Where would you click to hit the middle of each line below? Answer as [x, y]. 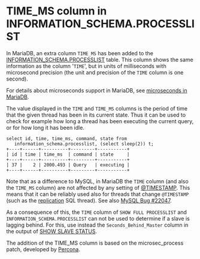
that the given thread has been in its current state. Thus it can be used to [96, 115]
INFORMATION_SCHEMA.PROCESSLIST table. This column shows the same [100, 59]
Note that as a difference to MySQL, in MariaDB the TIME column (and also [97, 181]
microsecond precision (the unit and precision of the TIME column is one [95, 72]
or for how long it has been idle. [46, 127]
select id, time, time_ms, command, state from [67, 139]
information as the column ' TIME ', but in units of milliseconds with [86, 66]
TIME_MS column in [57, 11]
